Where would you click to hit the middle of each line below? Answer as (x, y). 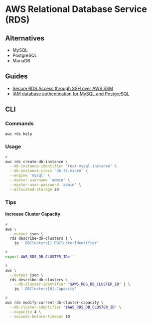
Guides (17, 77)
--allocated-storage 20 (34, 189)
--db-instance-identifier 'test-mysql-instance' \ (63, 166)
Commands (19, 124)
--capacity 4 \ (25, 312)
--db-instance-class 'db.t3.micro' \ (49, 171)
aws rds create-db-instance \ (37, 161)
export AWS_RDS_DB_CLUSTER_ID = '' (40, 257)
